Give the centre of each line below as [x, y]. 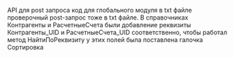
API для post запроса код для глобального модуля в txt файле [100, 10]
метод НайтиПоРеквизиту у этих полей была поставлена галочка [105, 40]
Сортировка [25, 47]
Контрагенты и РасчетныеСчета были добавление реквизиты [99, 25]
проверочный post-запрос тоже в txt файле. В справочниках [98, 17]
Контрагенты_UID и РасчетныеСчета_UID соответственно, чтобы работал [117, 32]
